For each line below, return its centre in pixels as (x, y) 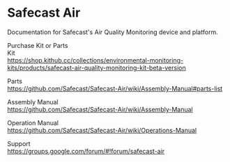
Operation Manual (33, 122)
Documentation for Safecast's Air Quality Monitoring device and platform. (113, 32)
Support (19, 143)
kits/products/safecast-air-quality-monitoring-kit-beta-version (97, 67)
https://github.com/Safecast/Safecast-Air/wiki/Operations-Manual (102, 130)
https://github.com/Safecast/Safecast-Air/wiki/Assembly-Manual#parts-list (115, 88)
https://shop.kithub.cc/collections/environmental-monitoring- (95, 60)
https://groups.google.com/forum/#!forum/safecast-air (86, 151)
